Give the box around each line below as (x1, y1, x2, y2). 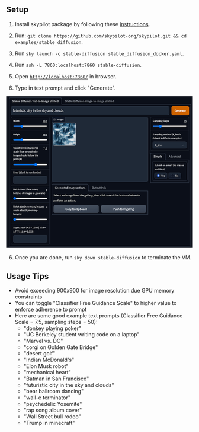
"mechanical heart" (23, 369, 71, 376)
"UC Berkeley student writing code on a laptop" (23, 331, 140, 338)
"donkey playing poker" (23, 325, 82, 332)
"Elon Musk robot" (23, 363, 69, 370)
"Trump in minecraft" (23, 420, 75, 427)
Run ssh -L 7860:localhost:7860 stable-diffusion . (14, 61, 142, 68)
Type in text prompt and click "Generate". (14, 84, 116, 91)
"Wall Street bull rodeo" (23, 413, 81, 420)
